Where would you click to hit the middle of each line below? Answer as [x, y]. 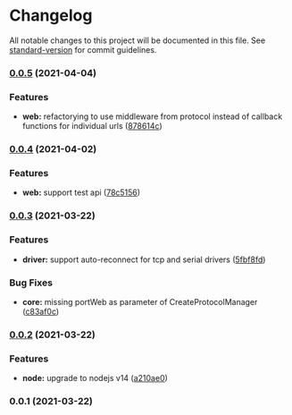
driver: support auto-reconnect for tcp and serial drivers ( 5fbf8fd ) [144, 259]
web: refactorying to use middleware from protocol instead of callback [152, 116]
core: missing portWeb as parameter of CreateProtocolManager [140, 301]
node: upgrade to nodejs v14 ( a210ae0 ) [95, 378]
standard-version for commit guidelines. [83, 49]
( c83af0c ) [41, 311]
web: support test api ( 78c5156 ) [81, 192]
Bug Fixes [31, 283]
